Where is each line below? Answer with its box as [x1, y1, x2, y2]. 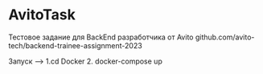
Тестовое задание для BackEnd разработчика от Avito [8, 32, 194, 42]
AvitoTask [8, 6, 76, 24]
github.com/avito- [195, 32, 255, 42]
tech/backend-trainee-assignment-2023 [8, 40, 142, 50]
